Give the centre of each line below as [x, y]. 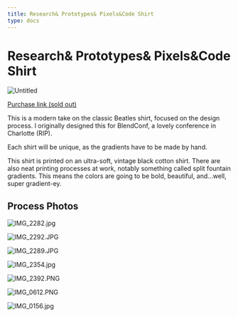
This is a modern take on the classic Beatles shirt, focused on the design [114, 118]
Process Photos [43, 206]
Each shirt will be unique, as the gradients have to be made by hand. [107, 147]
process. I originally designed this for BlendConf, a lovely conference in [112, 126]
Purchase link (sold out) [42, 105]
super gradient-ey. [34, 184]
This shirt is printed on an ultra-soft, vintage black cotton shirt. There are [114, 161]
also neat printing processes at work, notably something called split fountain [119, 169]
